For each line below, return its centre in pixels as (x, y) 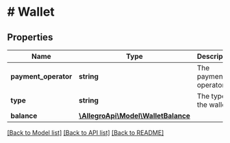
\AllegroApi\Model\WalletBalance (134, 116)
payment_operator (41, 76)
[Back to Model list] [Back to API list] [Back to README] (86, 133)
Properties (30, 37)
